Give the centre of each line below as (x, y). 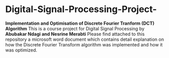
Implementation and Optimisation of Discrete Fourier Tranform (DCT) (80, 23)
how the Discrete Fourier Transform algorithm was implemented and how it (84, 44)
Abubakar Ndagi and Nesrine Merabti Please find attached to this (75, 34)
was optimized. (21, 50)
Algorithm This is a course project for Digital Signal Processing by (75, 28)
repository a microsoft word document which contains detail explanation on (85, 39)
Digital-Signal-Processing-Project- (81, 9)
